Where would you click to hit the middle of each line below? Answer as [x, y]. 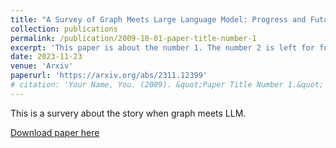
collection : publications [64, 29]
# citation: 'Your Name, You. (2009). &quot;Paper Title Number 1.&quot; [167, 85]
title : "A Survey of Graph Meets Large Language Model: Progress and [158, 19]
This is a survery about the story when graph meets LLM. [128, 113]
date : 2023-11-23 [46, 57]
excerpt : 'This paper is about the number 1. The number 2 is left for [162, 47]
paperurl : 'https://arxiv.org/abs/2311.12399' [109, 76]
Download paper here [55, 132]
